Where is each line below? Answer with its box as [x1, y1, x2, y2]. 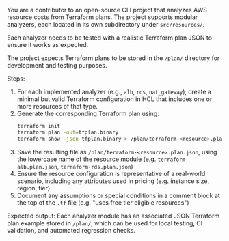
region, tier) [16, 184, 51, 192]
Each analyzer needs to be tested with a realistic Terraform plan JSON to [7, 33, 213, 42]
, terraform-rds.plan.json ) [57, 162, 133, 170]
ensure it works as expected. [7, 41, 89, 48]
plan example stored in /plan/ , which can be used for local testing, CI [7, 218, 203, 227]
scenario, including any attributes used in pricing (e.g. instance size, [16, 177, 210, 185]
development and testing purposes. [7, 61, 107, 69]
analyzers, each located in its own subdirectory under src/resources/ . [7, 20, 205, 28]
